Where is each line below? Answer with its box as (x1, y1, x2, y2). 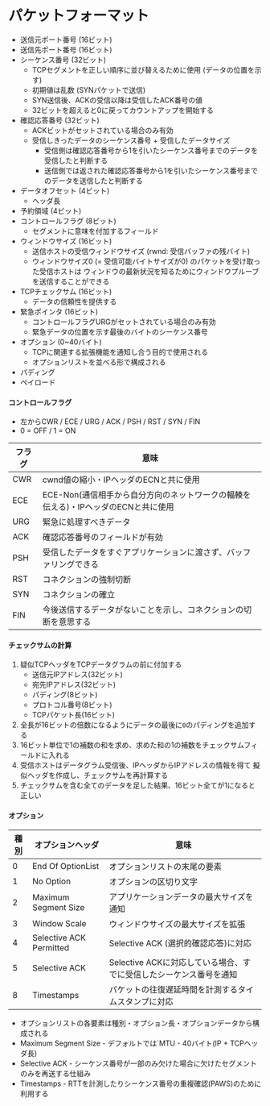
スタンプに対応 (117, 996, 174, 1007)
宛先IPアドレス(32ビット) (31, 680, 117, 689)
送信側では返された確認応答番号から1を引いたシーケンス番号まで (43, 165, 259, 175)
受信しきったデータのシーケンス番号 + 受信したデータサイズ (31, 135, 231, 145)
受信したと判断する (43, 156, 108, 165)
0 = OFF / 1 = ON (19, 426, 76, 435)
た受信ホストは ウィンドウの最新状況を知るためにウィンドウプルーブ (31, 266, 260, 276)
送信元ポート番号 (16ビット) (19, 35, 112, 44)
